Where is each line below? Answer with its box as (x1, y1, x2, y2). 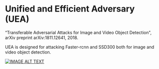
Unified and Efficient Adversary (5, 3, 135, 14)
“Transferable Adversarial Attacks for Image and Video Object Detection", (5, 29, 152, 35)
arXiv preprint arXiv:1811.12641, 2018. (5, 35, 79, 41)
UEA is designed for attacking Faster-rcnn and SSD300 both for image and (5, 44, 154, 50)
